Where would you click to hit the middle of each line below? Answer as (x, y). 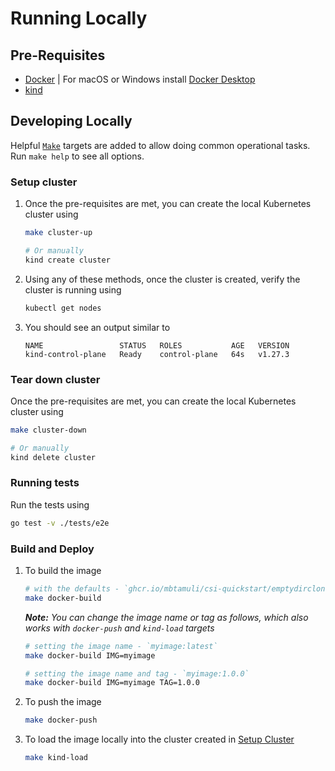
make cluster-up (58, 233)
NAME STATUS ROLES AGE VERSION (157, 345)
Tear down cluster (55, 379)
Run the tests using (50, 504)
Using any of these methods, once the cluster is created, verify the (162, 279)
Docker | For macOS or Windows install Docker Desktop (140, 79)
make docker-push (61, 720)
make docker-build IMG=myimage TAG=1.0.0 (112, 683)
